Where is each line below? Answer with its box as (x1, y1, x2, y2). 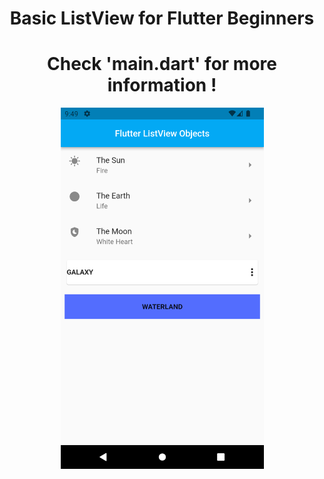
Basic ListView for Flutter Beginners (9, 7, 315, 30)
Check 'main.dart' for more (47, 53, 277, 76)
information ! (107, 74, 217, 97)
